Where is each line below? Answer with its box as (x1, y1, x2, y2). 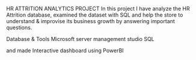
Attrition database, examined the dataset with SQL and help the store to (6, 11, 183, 18)
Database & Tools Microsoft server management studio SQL (6, 36, 155, 42)
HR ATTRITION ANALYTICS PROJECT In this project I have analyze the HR (6, 5, 191, 12)
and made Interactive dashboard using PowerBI (6, 47, 124, 54)
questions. (6, 24, 32, 31)
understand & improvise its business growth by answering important (6, 18, 176, 24)
